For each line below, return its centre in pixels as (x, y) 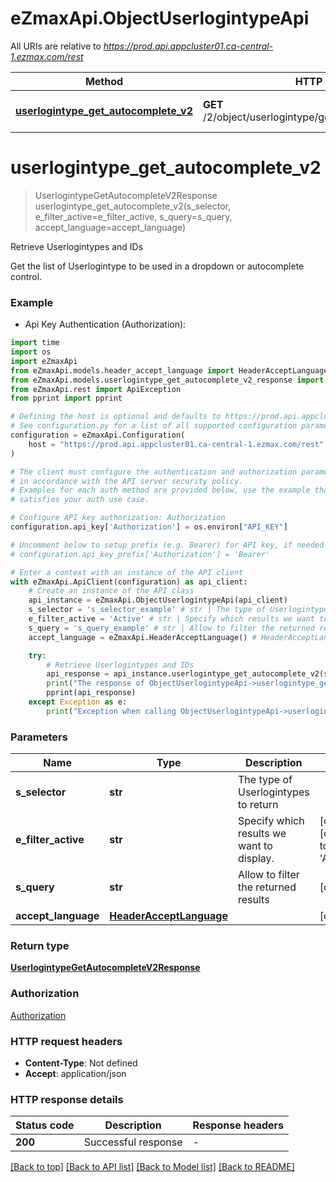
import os (31, 352)
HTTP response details (67, 1099)
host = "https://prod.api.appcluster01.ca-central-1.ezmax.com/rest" (176, 444)
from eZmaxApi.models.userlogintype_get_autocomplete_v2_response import (167, 380)
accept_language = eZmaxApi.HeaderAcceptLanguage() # (142, 637)
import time (35, 343)
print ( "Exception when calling (111, 711)
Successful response (133, 1142)
